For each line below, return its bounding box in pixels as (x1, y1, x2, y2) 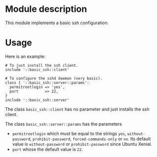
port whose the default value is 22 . (12, 146, 83, 152)
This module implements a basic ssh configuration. (5, 20, 109, 26)
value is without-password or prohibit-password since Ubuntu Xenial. (12, 141, 152, 147)
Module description (5, 3, 87, 15)
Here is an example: (5, 53, 46, 59)
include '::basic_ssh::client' (5, 67, 70, 72)
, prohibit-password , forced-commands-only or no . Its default (30, 136, 151, 142)
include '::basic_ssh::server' (5, 97, 70, 102)
